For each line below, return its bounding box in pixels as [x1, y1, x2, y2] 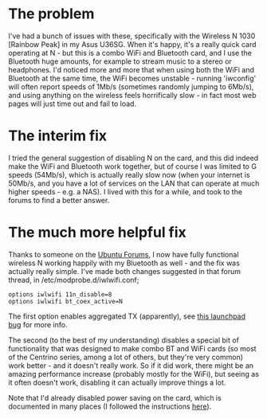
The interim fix [8, 127, 108, 145]
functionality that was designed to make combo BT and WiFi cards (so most [8, 343, 257, 353]
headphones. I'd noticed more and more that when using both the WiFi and [8, 65, 255, 74]
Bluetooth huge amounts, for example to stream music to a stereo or [8, 57, 233, 66]
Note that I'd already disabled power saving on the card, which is [8, 393, 222, 402]
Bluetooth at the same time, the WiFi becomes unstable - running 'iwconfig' [8, 73, 257, 83]
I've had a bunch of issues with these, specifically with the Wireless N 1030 [8, 31, 256, 41]
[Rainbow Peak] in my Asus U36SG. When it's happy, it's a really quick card [8, 39, 257, 49]
